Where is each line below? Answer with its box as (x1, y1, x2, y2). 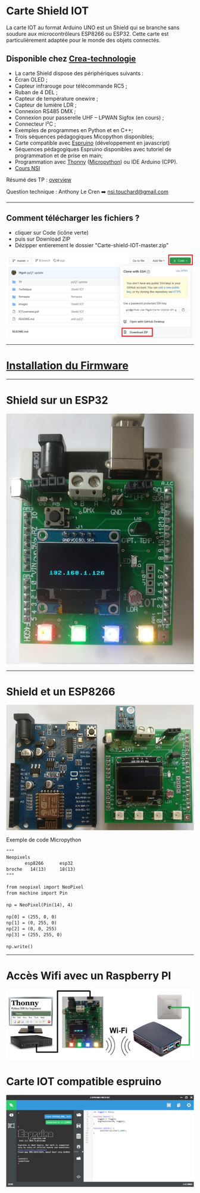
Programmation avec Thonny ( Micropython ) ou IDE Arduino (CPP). (14, 158, 178, 165)
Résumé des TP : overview (6, 176, 71, 183)
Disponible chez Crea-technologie (6, 54, 136, 64)
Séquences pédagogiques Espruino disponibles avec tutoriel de (14, 145, 171, 152)
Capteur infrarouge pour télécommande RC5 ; (14, 82, 127, 89)
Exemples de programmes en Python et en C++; (14, 126, 133, 133)
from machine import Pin (6, 890, 68, 896)
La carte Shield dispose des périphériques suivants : (14, 70, 144, 77)
